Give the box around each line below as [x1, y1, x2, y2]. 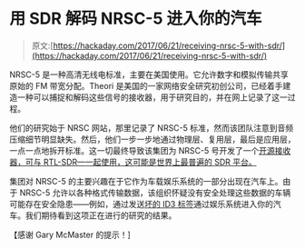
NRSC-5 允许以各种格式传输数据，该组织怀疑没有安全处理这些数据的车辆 [19, 187, 291, 198]
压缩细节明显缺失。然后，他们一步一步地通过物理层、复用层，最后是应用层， [9, 134, 296, 144]
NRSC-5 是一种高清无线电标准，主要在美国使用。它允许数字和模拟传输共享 [9, 69, 289, 80]
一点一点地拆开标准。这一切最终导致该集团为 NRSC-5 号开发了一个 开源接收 [9, 144, 291, 155]
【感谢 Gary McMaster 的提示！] [9, 229, 132, 240]
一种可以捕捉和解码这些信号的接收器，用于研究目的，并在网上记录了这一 [16, 92, 288, 103]
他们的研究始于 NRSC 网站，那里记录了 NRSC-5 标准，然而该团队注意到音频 [9, 122, 294, 133]
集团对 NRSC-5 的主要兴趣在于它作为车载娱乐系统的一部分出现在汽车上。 [9, 175, 283, 186]
